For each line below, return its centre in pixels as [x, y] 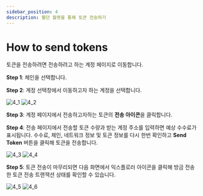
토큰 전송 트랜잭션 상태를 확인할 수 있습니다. [64, 175]
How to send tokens [57, 47]
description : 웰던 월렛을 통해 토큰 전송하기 [56, 17]
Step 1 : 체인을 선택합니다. [37, 77]
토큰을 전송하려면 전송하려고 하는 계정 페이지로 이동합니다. [75, 65]
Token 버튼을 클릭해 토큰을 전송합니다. [52, 143]
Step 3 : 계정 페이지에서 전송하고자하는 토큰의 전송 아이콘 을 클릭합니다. [89, 115]
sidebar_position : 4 [32, 12]
